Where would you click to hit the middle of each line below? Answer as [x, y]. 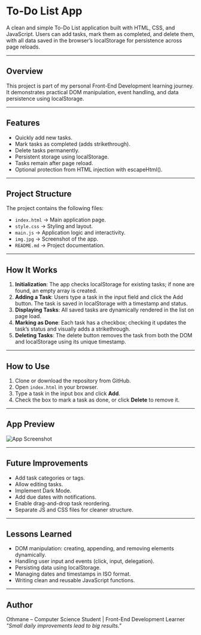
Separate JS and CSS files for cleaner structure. [74, 510]
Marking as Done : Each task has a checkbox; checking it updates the [100, 323]
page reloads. [23, 47]
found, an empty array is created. [56, 291]
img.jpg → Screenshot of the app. [57, 239]
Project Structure [39, 194]
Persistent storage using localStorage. [62, 157]
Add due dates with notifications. [56, 497]
